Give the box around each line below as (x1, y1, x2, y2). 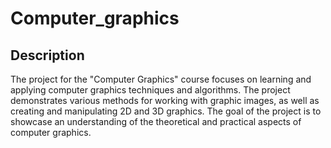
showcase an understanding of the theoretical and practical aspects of (10, 116, 302, 127)
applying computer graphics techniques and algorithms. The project (10, 84, 291, 96)
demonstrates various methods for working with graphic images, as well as (10, 95, 320, 106)
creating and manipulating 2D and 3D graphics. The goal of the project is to (10, 105, 322, 117)
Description (10, 47, 85, 64)
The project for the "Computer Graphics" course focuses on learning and (10, 73, 312, 85)
